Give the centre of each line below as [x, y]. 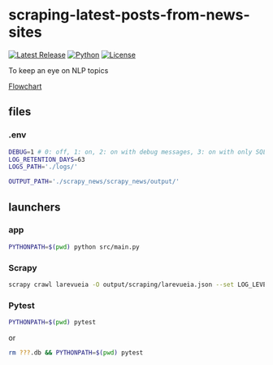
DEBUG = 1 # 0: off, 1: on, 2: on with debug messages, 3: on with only [130, 152]
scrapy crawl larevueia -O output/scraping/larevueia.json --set [121, 285]
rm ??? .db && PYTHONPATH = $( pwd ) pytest [76, 353]
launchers [35, 207]
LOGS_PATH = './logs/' [43, 167]
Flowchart [25, 86]
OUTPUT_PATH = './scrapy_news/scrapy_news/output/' [94, 182]
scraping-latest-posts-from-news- [129, 15]
